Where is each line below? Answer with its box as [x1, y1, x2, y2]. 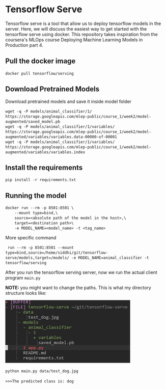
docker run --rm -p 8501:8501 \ [5, 205, 74, 211]
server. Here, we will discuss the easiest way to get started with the [5, 25, 147, 32]
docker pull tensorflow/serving [5, 71, 74, 76]
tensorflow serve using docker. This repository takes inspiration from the [5, 31, 158, 37]
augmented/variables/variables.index [5, 149, 86, 155]
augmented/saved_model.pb [5, 119, 60, 124]
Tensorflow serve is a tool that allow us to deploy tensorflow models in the [5, 20, 161, 26]
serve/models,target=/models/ [5, 256, 70, 261]
